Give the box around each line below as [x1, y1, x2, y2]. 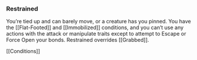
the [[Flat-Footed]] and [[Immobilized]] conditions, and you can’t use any [6, 24, 184, 31]
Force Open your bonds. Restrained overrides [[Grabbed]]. [6, 37, 150, 44]
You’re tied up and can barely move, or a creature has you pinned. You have [6, 18, 191, 25]
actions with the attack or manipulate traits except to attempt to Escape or [6, 30, 186, 37]
